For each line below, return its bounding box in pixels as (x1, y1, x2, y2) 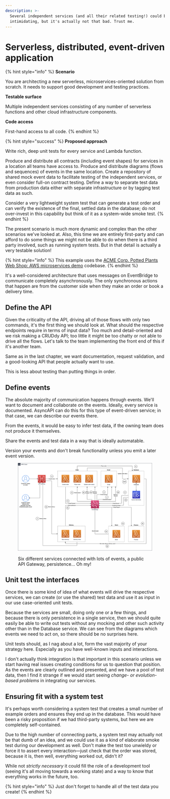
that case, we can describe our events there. (5, 412, 99, 418)
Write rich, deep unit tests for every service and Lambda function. (5, 148, 143, 154)
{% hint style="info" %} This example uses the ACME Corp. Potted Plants (5, 257, 158, 263)
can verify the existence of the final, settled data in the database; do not (5, 205, 156, 212)
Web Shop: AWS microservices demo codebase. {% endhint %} (5, 263, 138, 269)
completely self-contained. (5, 722, 62, 728)
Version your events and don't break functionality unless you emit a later (5, 447, 156, 453)
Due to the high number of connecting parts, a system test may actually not (5, 732, 163, 738)
